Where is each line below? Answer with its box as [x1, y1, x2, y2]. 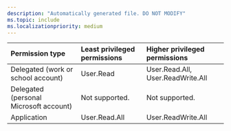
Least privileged [80, 45, 135, 54]
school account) [10, 73, 63, 83]
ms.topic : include [7, 16, 60, 23]
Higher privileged [146, 45, 205, 54]
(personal [10, 93, 42, 103]
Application [10, 112, 47, 122]
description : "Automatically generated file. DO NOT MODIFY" [7, 10, 186, 17]
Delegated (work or [10, 64, 74, 74]
